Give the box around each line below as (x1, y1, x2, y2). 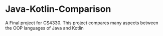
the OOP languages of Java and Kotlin (5, 25, 84, 31)
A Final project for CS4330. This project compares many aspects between (5, 20, 159, 26)
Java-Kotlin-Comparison (5, 3, 111, 15)
